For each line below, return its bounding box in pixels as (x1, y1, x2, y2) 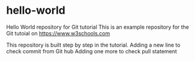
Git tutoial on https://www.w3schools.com (6, 29, 110, 36)
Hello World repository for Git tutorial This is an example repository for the (6, 23, 190, 30)
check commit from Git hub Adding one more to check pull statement (6, 47, 177, 54)
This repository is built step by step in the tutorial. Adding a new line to (6, 41, 181, 48)
